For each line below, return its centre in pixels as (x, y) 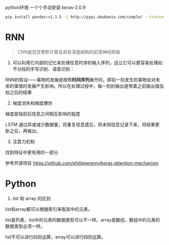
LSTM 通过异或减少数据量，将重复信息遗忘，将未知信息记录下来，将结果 (80, 124)
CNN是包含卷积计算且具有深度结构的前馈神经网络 (69, 52)
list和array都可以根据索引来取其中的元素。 (49, 209)
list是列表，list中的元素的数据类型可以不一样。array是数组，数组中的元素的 (82, 220)
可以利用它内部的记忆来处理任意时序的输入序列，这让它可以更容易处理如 (87, 63)
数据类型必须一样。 (25, 226)
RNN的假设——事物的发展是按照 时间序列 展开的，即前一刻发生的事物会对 (80, 79)
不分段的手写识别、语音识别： (43, 69)
